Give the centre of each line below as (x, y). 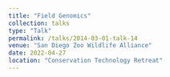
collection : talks (39, 23)
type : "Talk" (30, 30)
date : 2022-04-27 (37, 53)
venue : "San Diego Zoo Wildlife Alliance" (80, 46)
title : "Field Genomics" (50, 16)
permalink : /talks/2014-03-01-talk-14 (73, 38)
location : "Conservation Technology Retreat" (85, 61)
